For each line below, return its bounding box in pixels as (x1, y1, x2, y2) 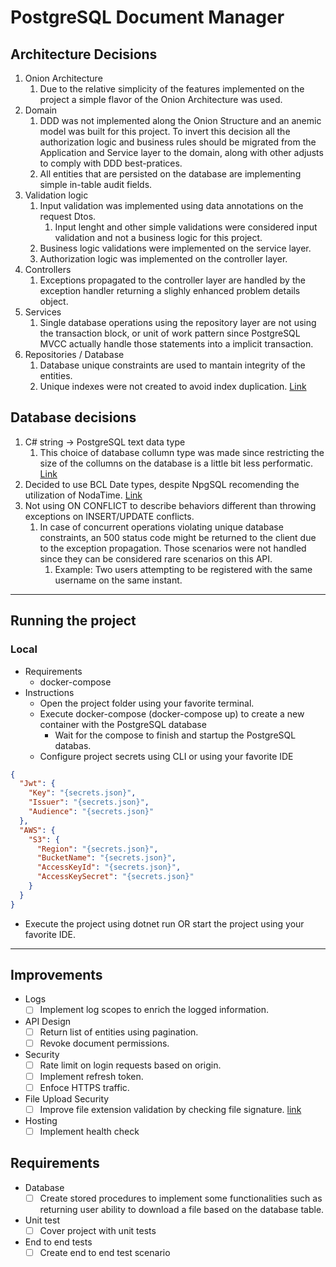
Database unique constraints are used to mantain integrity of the (39, 359, 306, 371)
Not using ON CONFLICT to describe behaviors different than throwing (24, 499, 317, 511)
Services (24, 306, 62, 318)
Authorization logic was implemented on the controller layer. (39, 253, 288, 265)
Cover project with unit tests (39, 1224, 157, 1236)
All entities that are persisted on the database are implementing (39, 168, 302, 180)
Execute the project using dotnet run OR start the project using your (24, 917, 305, 930)
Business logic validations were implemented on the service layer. (39, 242, 312, 254)
